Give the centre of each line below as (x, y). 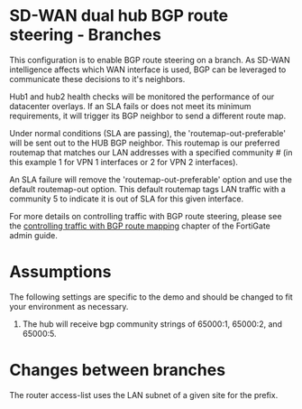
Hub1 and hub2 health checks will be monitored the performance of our (142, 97)
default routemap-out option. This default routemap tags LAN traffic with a (147, 189)
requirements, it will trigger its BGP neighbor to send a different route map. (148, 116)
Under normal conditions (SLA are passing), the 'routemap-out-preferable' (148, 133)
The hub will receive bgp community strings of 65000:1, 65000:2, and (152, 324)
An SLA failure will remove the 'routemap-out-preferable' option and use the (151, 179)
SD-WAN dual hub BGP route (119, 16)
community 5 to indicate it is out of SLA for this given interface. (127, 199)
